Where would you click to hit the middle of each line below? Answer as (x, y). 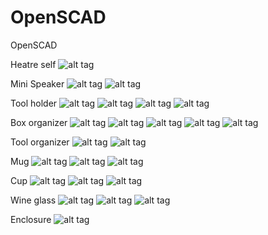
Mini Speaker (37, 83)
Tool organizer (40, 142)
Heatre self (33, 64)
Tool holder (34, 103)
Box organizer (39, 122)
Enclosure (31, 219)
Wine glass (33, 200)
